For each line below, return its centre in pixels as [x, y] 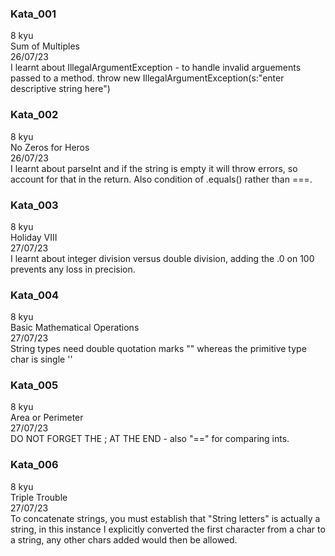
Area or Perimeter [47, 418]
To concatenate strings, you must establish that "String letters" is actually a [165, 518]
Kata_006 [34, 465]
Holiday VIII [34, 237]
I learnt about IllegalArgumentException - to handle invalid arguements [156, 68]
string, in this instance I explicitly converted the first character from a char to [168, 529]
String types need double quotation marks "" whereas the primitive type [158, 349]
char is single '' [41, 359]
